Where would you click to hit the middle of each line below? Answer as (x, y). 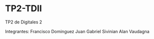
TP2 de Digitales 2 (24, 22)
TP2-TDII (24, 9)
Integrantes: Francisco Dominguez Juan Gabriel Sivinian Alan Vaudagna (77, 31)
